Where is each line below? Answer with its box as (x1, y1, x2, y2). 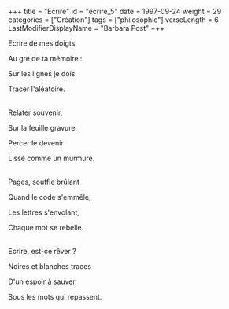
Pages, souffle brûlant (8, 177, 80, 186)
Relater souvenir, (8, 108, 63, 117)
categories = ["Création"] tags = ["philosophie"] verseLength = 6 (8, 15, 219, 24)
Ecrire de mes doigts (8, 39, 76, 48)
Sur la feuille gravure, (8, 123, 78, 132)
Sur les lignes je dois (8, 69, 76, 78)
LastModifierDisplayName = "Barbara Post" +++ (8, 24, 165, 32)
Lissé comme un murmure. (8, 153, 95, 163)
